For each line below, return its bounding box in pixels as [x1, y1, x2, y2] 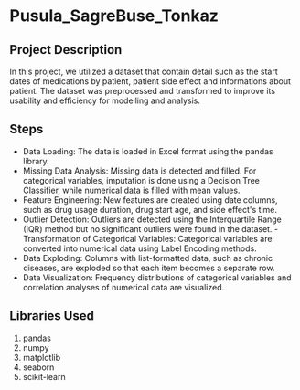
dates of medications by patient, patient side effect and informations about [9, 76, 291, 87]
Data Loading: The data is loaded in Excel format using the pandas [22, 145, 273, 156]
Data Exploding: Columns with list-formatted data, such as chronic [22, 252, 273, 263]
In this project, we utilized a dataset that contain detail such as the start [9, 66, 278, 77]
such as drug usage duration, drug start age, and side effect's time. [22, 204, 277, 215]
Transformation [22, 233, 81, 244]
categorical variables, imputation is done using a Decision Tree [22, 174, 261, 185]
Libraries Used [9, 308, 94, 324]
